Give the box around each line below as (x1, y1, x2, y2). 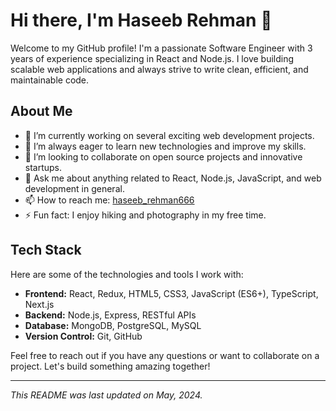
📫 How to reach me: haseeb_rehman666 (24, 194, 195, 206)
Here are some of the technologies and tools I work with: (10, 268, 244, 280)
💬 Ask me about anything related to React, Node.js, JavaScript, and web (24, 172, 322, 184)
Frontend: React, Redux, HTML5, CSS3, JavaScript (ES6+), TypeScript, (24, 287, 319, 299)
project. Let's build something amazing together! (10, 360, 211, 372)
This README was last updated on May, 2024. (10, 389, 203, 401)
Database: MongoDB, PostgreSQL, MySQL (24, 319, 202, 331)
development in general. (24, 182, 125, 194)
